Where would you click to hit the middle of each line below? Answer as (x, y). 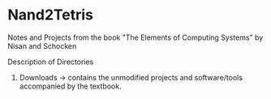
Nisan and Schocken (42, 45)
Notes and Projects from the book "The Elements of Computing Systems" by (135, 37)
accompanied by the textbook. (71, 86)
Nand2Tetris (51, 15)
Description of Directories (51, 62)
